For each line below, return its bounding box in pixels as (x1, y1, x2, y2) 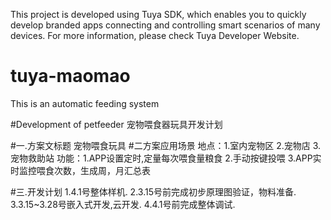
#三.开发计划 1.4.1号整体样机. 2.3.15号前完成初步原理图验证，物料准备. (10, 185, 297, 198)
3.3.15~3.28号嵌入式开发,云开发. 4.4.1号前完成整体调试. (10, 198, 236, 210)
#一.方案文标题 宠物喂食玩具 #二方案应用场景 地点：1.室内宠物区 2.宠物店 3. (10, 139, 322, 151)
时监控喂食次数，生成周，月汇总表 (10, 164, 151, 176)
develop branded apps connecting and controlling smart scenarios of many (10, 19, 321, 31)
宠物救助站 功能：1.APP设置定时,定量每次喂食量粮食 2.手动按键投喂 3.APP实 (10, 152, 322, 164)
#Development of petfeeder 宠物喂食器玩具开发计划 (10, 118, 223, 130)
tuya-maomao (10, 65, 131, 88)
